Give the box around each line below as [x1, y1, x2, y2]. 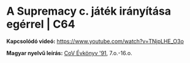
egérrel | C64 [6, 17, 75, 31]
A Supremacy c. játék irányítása [6, 4, 172, 18]
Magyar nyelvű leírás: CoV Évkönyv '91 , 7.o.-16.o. [6, 49, 133, 56]
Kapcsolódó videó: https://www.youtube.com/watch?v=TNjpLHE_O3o [6, 37, 184, 45]
